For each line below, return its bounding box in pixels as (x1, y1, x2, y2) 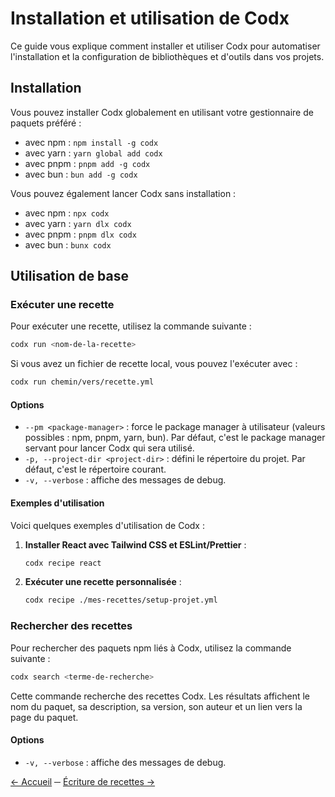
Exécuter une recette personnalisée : (24, 576, 182, 588)
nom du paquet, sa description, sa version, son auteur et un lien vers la (10, 700, 303, 712)
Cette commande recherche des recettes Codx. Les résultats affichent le (10, 690, 311, 702)
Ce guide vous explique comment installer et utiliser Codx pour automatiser (10, 40, 321, 52)
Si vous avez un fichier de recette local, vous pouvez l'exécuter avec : (10, 358, 298, 370)
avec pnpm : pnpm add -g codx (24, 157, 151, 169)
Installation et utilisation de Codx (10, 7, 290, 30)
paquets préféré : (10, 117, 82, 129)
